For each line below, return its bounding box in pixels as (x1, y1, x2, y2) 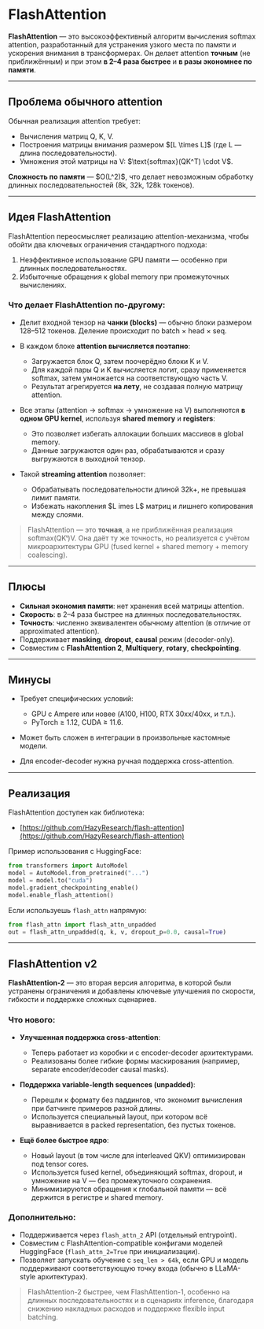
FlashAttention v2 (8, 957, 97, 971)
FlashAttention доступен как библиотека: (8, 807, 145, 817)
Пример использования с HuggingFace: (8, 847, 141, 856)
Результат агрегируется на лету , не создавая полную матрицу (31, 381, 244, 391)
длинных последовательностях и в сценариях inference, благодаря (27, 1295, 254, 1305)
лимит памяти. (31, 492, 81, 502)
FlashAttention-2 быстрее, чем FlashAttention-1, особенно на (27, 1286, 230, 1297)
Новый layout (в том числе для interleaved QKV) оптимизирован (31, 1150, 246, 1160)
